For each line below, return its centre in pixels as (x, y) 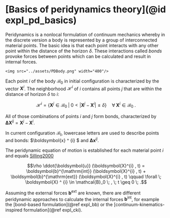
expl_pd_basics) (41, 20)
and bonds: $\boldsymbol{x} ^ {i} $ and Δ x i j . (52, 140)
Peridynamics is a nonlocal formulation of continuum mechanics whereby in (85, 34)
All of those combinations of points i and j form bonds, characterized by (81, 116)
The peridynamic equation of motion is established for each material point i (84, 150)
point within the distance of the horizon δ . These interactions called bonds (84, 51)
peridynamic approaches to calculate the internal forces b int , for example (82, 199)
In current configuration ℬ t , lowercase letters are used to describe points (82, 133)
